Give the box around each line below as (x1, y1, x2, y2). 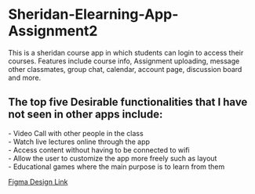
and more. (8, 73, 42, 82)
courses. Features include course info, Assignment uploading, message (8, 56, 240, 66)
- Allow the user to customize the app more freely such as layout (8, 153, 217, 163)
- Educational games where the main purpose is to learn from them (8, 162, 225, 171)
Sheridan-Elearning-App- (8, 5, 179, 23)
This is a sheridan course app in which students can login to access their (8, 48, 244, 57)
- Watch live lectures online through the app (8, 137, 151, 146)
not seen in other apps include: (8, 108, 163, 121)
